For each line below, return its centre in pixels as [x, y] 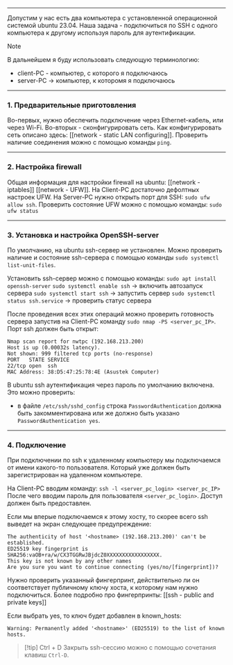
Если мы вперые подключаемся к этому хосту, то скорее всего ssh [107, 517]
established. [26, 543]
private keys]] [27, 602]
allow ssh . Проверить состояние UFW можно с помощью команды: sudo [114, 204]
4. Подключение [37, 444]
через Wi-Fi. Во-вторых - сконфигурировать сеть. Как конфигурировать [114, 128]
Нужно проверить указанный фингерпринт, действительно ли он [103, 580]
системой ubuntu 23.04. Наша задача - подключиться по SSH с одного [113, 25]
